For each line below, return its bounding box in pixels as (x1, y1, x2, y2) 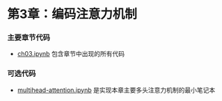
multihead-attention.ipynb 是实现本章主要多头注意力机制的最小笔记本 (17, 86, 216, 94)
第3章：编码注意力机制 (7, 6, 138, 22)
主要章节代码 (7, 33, 51, 42)
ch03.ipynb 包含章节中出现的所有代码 (17, 50, 125, 58)
